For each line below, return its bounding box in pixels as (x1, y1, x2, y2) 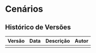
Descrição (45, 38, 70, 44)
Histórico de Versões (5, 23, 71, 31)
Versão (7, 38, 25, 44)
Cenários (5, 3, 43, 15)
